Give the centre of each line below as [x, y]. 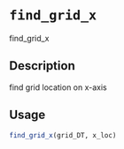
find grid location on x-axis [58, 87]
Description [42, 66]
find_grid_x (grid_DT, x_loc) [63, 135]
